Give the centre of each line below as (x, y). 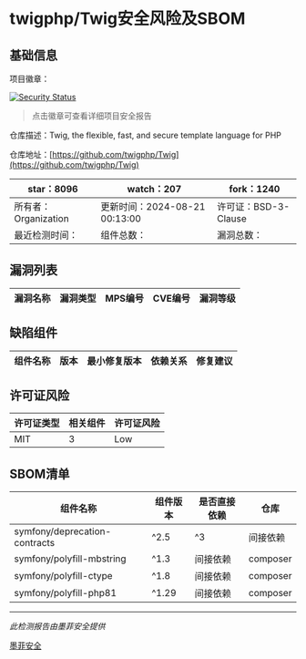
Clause (232, 218)
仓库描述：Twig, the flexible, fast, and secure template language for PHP (146, 135)
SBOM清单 (40, 474)
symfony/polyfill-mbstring (70, 559)
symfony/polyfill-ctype (63, 576)
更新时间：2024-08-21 (153, 206)
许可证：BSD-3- (253, 206)
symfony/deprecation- (63, 531)
